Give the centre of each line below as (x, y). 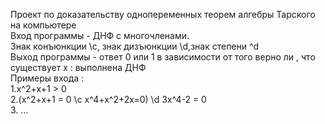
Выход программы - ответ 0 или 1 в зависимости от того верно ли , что (163, 57)
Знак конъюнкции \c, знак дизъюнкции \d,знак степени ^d (135, 46)
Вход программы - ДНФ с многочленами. (100, 35)
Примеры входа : (47, 78)
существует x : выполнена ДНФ (78, 67)
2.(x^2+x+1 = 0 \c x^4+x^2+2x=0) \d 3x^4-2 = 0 (108, 99)
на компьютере (43, 25)
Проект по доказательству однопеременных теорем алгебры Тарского (163, 14)
